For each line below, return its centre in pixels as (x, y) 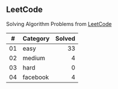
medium (34, 58)
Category (36, 38)
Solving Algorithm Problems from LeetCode (59, 24)
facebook (36, 77)
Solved (65, 38)
